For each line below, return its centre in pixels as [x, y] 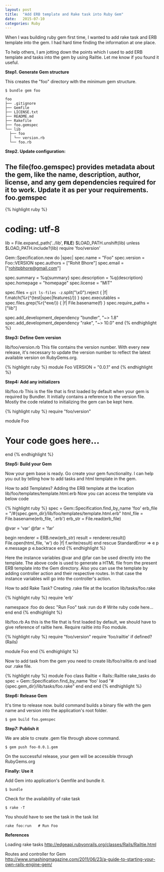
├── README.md [20, 117]
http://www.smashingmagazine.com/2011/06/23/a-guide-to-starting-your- [80, 859]
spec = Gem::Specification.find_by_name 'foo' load [57, 681]
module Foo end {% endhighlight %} [42, 651]
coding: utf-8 [33, 229]
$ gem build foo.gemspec [30, 719]
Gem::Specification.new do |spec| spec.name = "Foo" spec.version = [75, 258]
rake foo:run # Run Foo [31, 826]
